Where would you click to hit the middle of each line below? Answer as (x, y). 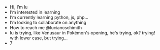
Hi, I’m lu (19, 7)
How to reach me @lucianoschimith (46, 28)
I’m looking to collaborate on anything (48, 22)
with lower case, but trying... (39, 38)
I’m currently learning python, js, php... (49, 17)
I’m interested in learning (35, 12)
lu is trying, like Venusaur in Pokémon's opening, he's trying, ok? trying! (82, 33)
